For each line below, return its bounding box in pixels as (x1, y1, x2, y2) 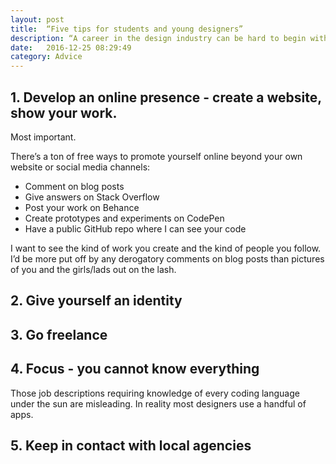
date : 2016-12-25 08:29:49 (10, 42, 132, 53)
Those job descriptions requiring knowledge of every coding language (10, 387, 300, 399)
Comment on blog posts (24, 180, 125, 192)
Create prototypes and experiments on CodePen (24, 212, 225, 224)
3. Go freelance (10, 326, 108, 343)
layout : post (10, 14, 65, 25)
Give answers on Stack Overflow (24, 191, 160, 203)
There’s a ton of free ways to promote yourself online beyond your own (10, 150, 303, 162)
